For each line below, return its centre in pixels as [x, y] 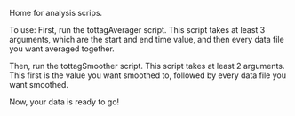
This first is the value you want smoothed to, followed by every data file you [148, 75]
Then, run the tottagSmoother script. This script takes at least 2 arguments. [147, 66]
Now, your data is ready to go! [64, 102]
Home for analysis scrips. [56, 13]
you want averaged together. [62, 49]
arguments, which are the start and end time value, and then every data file [147, 39]
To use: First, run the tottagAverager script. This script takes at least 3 [137, 30]
